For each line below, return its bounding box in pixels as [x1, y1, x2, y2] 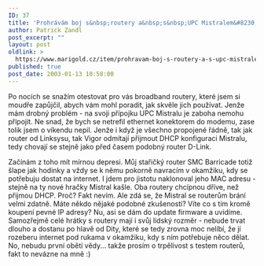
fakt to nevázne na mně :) [8, 249, 91, 258]
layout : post [8, 41, 51, 49]
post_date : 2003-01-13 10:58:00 [8, 70, 114, 78]
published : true [8, 63, 61, 71]
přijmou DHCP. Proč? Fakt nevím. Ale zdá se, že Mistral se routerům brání [8, 190, 246, 200]
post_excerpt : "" [8, 33, 65, 42]
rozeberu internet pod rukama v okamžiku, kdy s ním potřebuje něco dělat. [8, 232, 250, 242]
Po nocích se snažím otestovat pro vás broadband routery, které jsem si [8, 91, 241, 101]
